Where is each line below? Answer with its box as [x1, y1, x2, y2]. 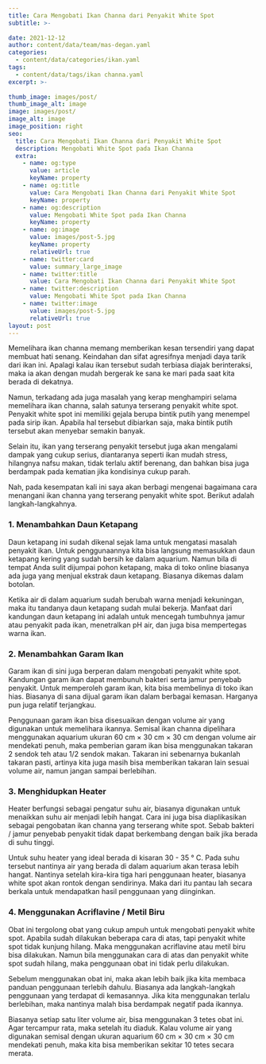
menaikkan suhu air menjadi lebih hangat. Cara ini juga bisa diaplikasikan [8, 812, 247, 822]
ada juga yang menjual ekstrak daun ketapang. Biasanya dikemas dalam [8, 571, 244, 580]
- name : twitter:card [22, 255, 94, 263]
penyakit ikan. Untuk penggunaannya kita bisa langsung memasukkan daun [8, 545, 256, 555]
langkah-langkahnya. [8, 499, 78, 509]
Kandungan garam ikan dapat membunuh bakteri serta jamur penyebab [8, 674, 242, 684]
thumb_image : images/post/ [8, 93, 98, 101]
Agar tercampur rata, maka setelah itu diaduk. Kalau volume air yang [8, 1023, 233, 1032]
